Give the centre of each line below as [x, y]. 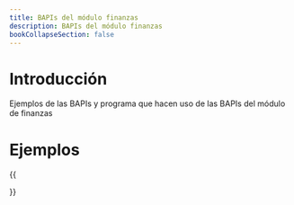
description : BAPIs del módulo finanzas [86, 26]
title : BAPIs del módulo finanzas [74, 18]
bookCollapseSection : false [62, 34]
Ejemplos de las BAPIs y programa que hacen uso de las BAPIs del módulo [147, 103]
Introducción [58, 79]
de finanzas [31, 113]
